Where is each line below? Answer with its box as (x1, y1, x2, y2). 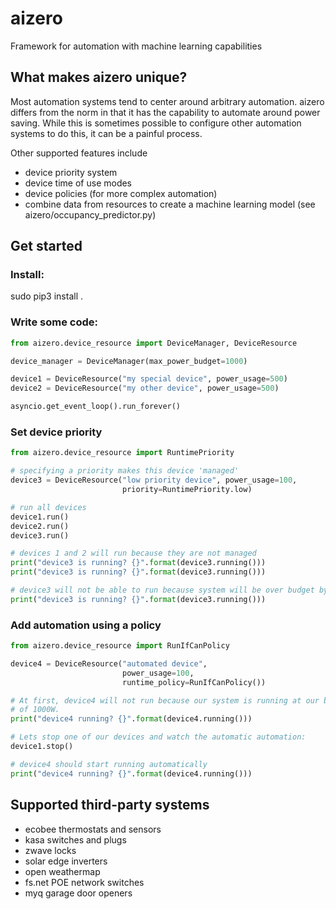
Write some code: (10, 315, 98, 329)
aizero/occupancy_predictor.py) (24, 208, 157, 221)
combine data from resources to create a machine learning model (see (24, 198, 316, 210)
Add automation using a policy (10, 618, 162, 632)
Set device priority (10, 425, 103, 439)
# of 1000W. (10, 705, 60, 715)
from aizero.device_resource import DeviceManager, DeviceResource (10, 338, 298, 348)
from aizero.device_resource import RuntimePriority (10, 448, 235, 458)
